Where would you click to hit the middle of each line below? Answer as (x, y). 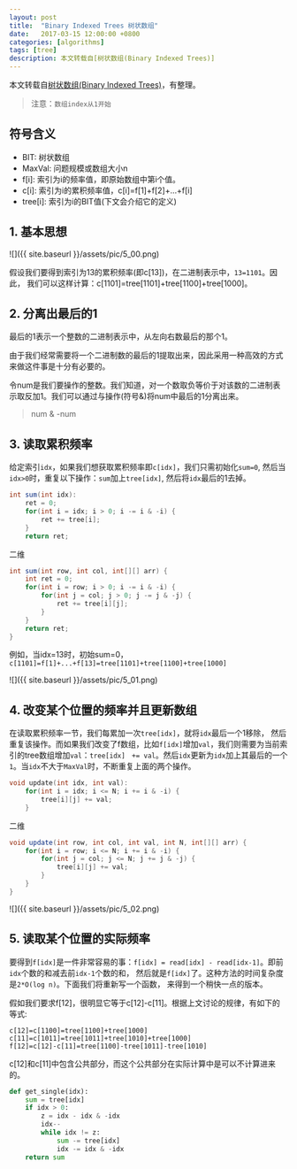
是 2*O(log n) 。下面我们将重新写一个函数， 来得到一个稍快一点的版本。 (138, 984)
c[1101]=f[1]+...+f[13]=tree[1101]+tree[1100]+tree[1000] (118, 664)
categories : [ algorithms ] (57, 42)
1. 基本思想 (38, 232)
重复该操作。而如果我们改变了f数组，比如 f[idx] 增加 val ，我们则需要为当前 (145, 744)
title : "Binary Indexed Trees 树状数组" (84, 26)
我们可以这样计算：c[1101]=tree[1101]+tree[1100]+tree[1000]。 (139, 283)
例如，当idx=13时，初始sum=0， (69, 655)
